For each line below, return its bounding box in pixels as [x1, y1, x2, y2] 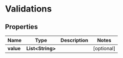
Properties [5, 23, 38, 31]
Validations [5, 3, 52, 14]
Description [60, 37, 89, 43]
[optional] [93, 45, 116, 52]
